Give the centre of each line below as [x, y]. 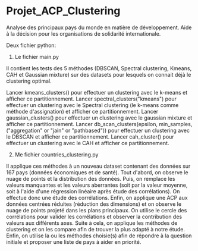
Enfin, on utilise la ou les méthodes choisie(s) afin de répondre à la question [99, 236]
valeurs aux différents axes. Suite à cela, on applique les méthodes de [92, 223]
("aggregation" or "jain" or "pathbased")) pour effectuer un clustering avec [98, 130]
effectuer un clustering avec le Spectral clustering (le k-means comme [92, 105]
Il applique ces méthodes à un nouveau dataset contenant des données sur [98, 166]
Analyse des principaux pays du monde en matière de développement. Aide [99, 27]
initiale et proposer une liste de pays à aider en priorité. [74, 241]
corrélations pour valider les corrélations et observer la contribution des [94, 217]
